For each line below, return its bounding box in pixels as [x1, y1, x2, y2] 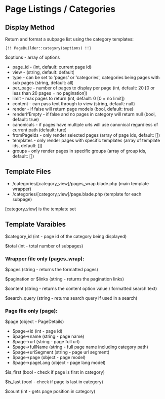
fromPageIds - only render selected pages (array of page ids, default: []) [12, 132, 161, 138]
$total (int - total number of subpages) [5, 243, 83, 249]
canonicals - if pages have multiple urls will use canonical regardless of [12, 122, 158, 127]
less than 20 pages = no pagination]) [12, 90, 88, 96]
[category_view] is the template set [5, 206, 76, 212]
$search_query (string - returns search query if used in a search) [5, 295, 138, 301]
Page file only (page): [5, 307, 58, 314]
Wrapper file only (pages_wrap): [5, 255, 84, 262]
